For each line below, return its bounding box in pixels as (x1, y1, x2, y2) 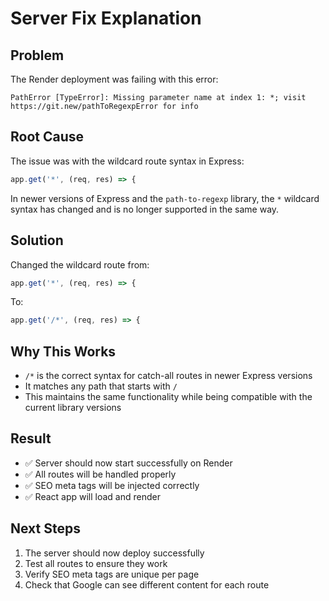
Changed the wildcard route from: (10, 258, 150, 271)
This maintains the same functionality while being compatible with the (24, 391, 313, 403)
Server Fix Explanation (10, 7, 202, 30)
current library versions (24, 402, 122, 414)
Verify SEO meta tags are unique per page (24, 568, 200, 580)
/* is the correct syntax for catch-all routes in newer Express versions (24, 370, 313, 382)
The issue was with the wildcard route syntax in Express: (10, 155, 245, 167)
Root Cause (10, 128, 85, 146)
